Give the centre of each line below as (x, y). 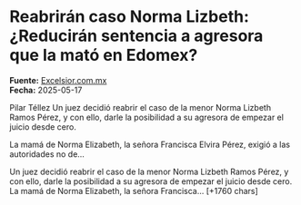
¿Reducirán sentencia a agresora (136, 36)
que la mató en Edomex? (104, 55)
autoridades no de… (47, 154)
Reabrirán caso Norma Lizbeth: (130, 17)
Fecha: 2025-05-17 (46, 90)
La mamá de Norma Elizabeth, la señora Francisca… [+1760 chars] (134, 190)
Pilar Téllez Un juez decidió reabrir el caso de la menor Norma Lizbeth (140, 107)
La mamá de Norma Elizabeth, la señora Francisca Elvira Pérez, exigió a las (150, 144)
